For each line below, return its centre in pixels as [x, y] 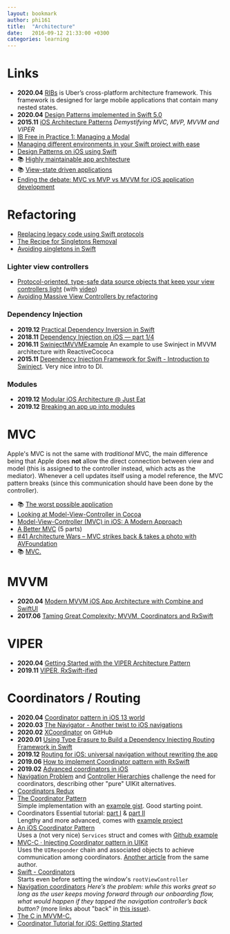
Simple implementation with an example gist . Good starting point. [110, 805]
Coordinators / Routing [74, 698]
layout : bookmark [32, 13]
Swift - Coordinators [46, 872]
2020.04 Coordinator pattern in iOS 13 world [81, 717]
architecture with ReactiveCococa [65, 351]
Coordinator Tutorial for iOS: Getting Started [80, 923]
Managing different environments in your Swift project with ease [108, 144]
